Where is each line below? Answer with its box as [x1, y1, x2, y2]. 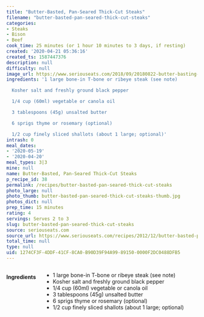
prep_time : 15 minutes [6, 204, 64, 211]
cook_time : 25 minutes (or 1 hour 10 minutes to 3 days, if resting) [6, 43, 186, 49]
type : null [6, 244, 34, 250]
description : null [6, 59, 53, 65]
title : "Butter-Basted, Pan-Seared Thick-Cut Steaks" [6, 8, 146, 15]
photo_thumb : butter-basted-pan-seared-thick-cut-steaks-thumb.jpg [6, 193, 181, 199]
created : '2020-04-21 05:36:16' [6, 48, 88, 55]
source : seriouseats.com [6, 227, 69, 233]
